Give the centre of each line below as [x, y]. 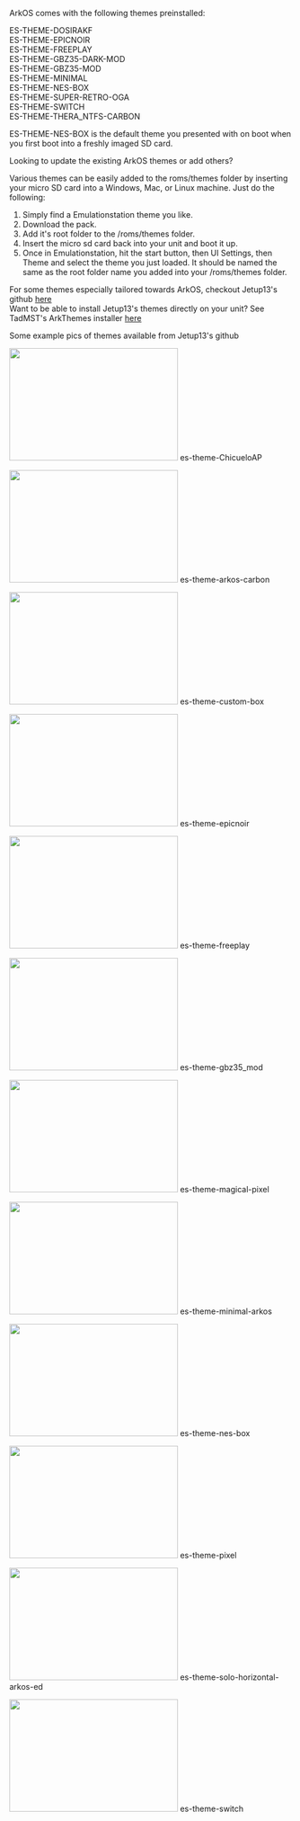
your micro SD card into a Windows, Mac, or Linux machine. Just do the [142, 187]
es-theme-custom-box [222, 701]
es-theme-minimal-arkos [225, 1311]
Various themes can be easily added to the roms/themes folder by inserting [149, 178]
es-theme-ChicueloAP [221, 457]
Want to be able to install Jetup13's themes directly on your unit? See [137, 308]
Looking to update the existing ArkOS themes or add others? [121, 161]
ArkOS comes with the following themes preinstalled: [107, 13]
